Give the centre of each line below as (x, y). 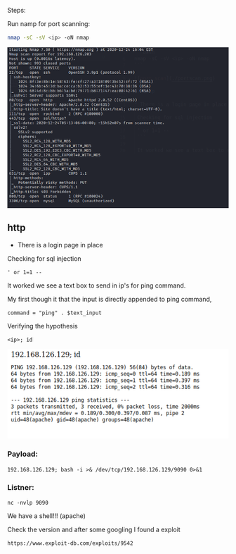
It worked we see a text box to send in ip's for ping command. (97, 285)
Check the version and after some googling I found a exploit (94, 530)
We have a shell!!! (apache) (47, 516)
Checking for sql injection (45, 258)
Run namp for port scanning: (48, 24)
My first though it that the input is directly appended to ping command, (110, 299)
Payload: (23, 454)
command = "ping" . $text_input (54, 313)
